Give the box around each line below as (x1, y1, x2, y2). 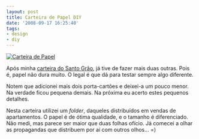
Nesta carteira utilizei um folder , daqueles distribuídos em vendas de (6, 107, 176, 114)
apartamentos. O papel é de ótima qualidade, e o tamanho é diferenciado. (6, 113, 189, 120)
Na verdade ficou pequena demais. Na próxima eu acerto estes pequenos (6, 89, 189, 96)
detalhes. (6, 95, 29, 102)
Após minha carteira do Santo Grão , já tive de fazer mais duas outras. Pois (6, 65, 190, 72)
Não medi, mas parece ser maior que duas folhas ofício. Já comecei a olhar (6, 120, 193, 126)
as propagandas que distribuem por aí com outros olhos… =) (6, 126, 156, 133)
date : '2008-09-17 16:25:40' (6, 20, 79, 26)
